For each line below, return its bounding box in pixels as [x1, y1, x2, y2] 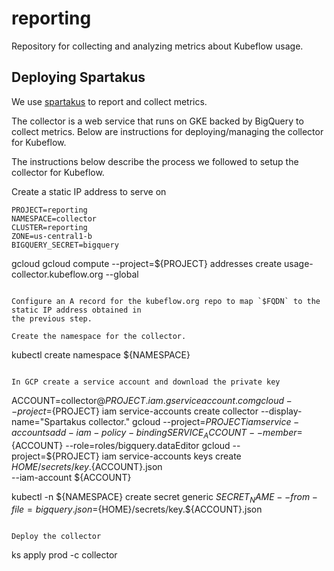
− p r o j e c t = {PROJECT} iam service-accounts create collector [11, 405, 259, 417]
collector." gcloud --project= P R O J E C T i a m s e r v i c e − [88, 415, 300, 427]
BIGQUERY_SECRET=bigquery [11, 240, 119, 250]
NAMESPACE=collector [11, 213, 98, 224]
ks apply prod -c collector [11, 549, 118, 561]
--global [105, 268, 139, 280]
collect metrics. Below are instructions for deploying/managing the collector [11, 125, 324, 137]
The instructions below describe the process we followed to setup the [11, 155, 299, 167]
